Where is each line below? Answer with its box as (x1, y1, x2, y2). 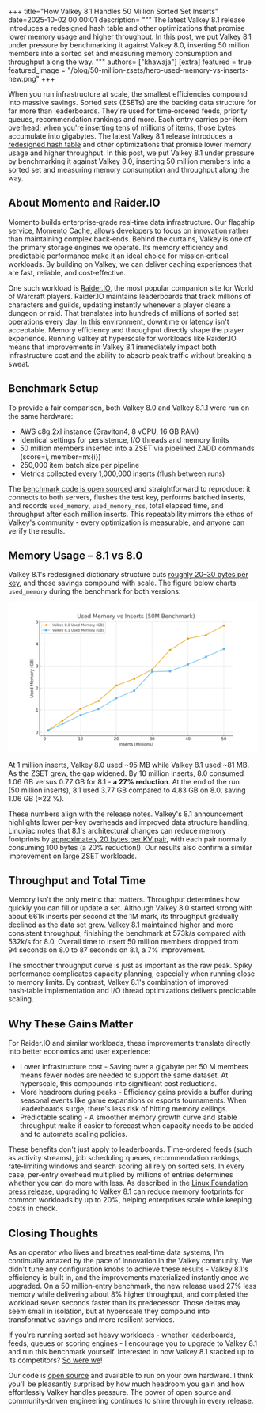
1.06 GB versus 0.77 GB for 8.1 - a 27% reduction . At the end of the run (8, 777, 240, 786)
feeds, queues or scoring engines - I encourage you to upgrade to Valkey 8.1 (8, 1339, 258, 1348)
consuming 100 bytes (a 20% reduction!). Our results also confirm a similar (8, 842, 253, 852)
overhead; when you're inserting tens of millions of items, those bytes (8, 123, 236, 132)
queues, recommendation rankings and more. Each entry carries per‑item (8, 115, 248, 123)
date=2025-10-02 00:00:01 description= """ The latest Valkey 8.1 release (8, 15, 246, 25)
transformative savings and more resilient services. (8, 1315, 176, 1324)
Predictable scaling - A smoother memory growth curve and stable (19, 1112, 237, 1122)
